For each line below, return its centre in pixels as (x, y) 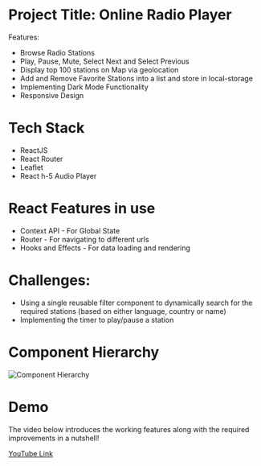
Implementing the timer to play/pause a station (97, 320)
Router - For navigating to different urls (85, 239)
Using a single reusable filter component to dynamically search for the (136, 303)
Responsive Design (52, 95)
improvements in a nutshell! (54, 438)
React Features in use (82, 209)
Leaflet (32, 167)
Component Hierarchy (84, 352)
